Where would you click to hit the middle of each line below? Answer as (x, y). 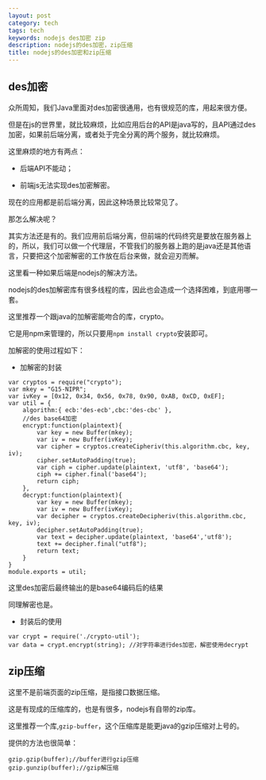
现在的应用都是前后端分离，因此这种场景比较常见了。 (95, 202)
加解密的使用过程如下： (46, 350)
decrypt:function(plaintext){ (73, 495)
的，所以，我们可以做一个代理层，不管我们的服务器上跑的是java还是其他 (126, 246)
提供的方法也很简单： (43, 743)
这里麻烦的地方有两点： (46, 151)
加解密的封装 (40, 367)
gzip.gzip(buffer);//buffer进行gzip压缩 (73, 759)
